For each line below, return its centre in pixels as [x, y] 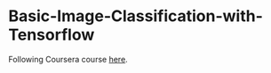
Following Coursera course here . [68, 59]
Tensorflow [52, 35]
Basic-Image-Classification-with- [136, 16]
